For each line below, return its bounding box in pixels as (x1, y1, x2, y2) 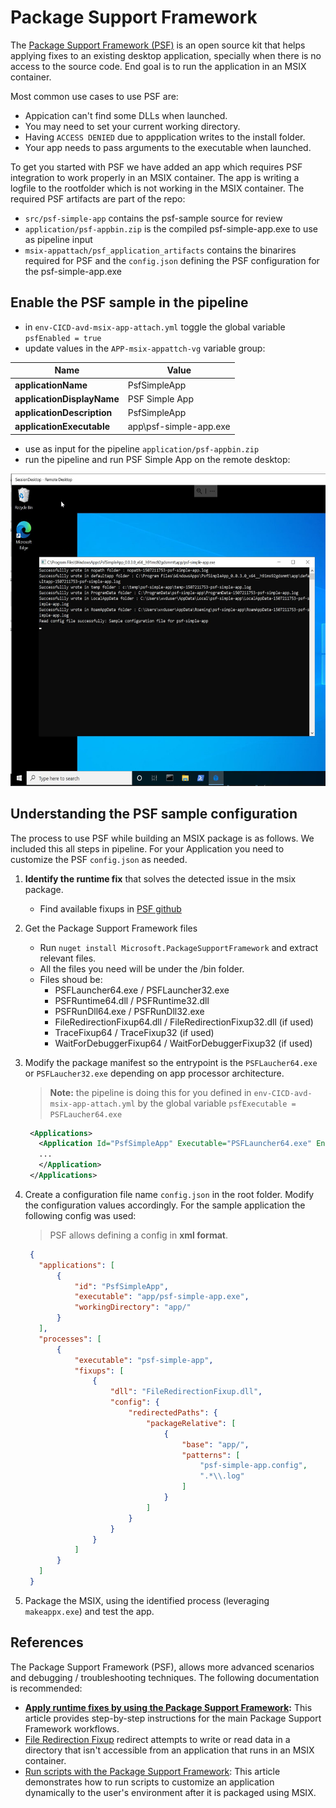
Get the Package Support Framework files (24, 922, 198, 934)
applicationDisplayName (14, 392, 120, 405)
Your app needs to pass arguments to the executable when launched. (24, 141, 312, 153)
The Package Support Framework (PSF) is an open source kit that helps (10, 39, 306, 51)
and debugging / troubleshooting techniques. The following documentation (10, 1671, 320, 1683)
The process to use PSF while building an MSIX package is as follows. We (10, 832, 315, 844)
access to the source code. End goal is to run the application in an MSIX (10, 60, 307, 72)
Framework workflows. (24, 1722, 120, 1735)
